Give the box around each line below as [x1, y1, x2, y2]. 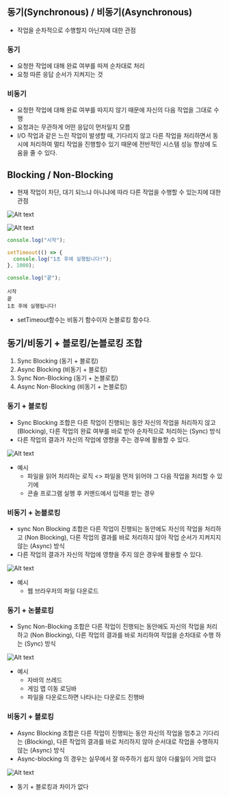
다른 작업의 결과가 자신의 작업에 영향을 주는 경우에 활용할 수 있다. [16, 435, 190, 443]
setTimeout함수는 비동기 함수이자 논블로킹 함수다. [16, 315, 152, 323]
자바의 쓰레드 [27, 676, 63, 684]
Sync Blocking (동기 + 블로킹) [16, 357, 99, 365]
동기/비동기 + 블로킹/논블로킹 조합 [7, 337, 142, 349]
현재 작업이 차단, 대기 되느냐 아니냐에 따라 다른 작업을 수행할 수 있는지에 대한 [16, 188, 221, 197]
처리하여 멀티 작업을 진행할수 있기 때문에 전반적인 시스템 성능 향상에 [29, 140, 211, 149]
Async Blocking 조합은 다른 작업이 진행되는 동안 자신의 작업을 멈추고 [16, 728, 202, 737]
